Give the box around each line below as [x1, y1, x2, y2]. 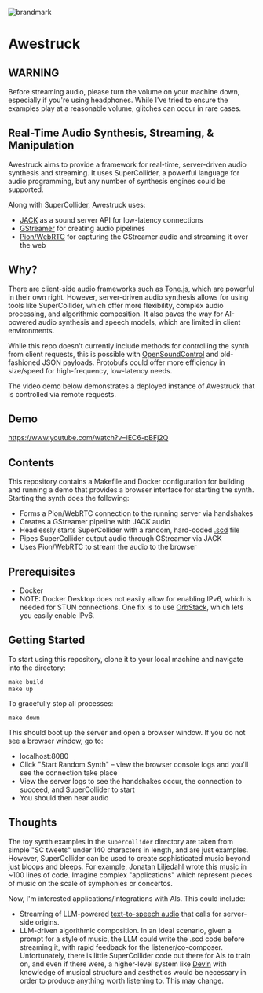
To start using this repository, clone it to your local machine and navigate [8, 654, 243, 664]
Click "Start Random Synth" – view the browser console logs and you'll [19, 759, 249, 769]
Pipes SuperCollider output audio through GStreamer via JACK [19, 534, 222, 543]
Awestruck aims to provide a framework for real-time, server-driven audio [8, 160, 247, 169]
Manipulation [8, 138, 75, 153]
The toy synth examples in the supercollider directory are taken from [8, 837, 234, 846]
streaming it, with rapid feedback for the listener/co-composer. [19, 942, 224, 951]
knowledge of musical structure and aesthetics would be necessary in [19, 967, 247, 976]
